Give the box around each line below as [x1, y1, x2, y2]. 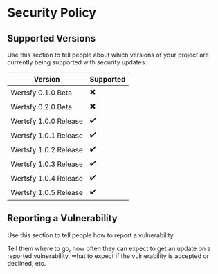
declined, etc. [7, 259, 46, 267]
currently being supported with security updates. [7, 58, 147, 66]
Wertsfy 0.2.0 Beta [10, 102, 73, 111]
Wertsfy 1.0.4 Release [10, 173, 83, 183]
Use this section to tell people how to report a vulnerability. [7, 230, 175, 239]
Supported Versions [7, 33, 96, 44]
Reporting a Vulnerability [7, 212, 118, 224]
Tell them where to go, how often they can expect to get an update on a [7, 244, 211, 253]
